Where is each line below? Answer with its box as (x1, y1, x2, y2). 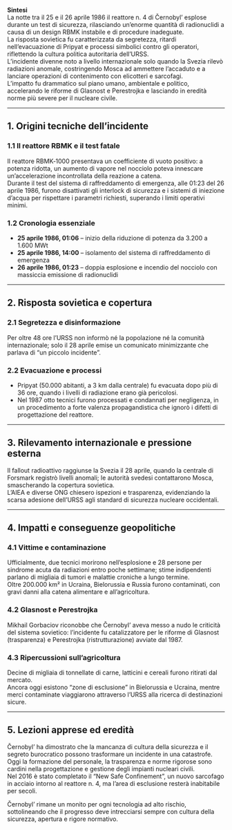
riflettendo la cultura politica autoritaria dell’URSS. (7, 50, 150, 58)
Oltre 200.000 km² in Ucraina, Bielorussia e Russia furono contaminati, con (7, 581, 221, 589)
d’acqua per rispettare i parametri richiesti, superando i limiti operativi (7, 194, 205, 202)
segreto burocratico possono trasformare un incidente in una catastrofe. (7, 750, 213, 758)
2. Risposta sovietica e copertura (7, 297, 153, 309)
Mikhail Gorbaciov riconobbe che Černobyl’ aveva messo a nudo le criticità (7, 621, 221, 629)
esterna (7, 448, 41, 460)
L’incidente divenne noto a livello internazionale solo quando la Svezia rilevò (7, 57, 224, 65)
